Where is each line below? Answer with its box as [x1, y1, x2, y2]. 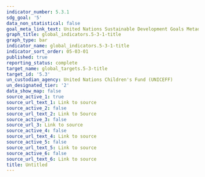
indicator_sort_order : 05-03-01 [6, 49, 88, 55]
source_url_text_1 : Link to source [6, 99, 97, 105]
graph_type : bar [6, 37, 48, 43]
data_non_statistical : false [6, 20, 81, 26]
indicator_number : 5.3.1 [6, 9, 70, 15]
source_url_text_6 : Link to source [6, 156, 97, 162]
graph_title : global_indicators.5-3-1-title [6, 32, 121, 38]
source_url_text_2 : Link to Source [6, 111, 97, 117]
